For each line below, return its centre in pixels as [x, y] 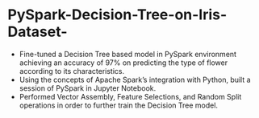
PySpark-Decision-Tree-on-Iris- [117, 15]
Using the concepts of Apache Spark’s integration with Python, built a [135, 79]
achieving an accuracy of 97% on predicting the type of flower [123, 63]
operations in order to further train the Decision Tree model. [119, 105]
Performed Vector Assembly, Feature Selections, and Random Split [130, 96]
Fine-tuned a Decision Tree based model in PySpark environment [128, 54]
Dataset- [38, 32]
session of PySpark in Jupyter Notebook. [88, 88]
